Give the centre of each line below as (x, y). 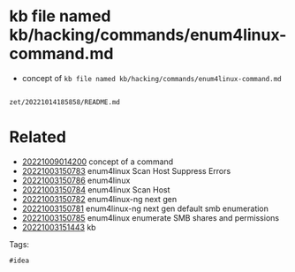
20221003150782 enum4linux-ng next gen (99, 199)
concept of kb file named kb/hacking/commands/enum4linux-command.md (151, 78)
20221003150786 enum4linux (76, 180)
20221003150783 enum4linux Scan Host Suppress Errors (126, 170)
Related (38, 137)
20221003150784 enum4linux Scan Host (96, 189)
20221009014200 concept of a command (98, 162)
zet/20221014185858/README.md (65, 102)
